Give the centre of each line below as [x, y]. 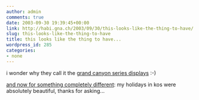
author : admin [24, 12]
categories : [21, 51]
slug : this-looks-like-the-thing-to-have [59, 34]
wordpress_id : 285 [29, 45]
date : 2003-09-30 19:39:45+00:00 [48, 23]
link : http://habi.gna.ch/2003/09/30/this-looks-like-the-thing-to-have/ [100, 28]
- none [14, 56]
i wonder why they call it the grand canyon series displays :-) [81, 73]
